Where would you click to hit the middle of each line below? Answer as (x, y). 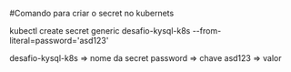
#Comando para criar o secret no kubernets (92, 13)
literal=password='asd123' (59, 41)
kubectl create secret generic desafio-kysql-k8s (100, 31)
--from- (207, 31)
